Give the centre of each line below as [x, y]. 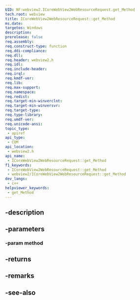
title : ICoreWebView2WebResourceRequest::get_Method [60, 19]
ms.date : [14, 23]
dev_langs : [16, 179]
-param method [24, 243]
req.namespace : [21, 92]
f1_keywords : [18, 165]
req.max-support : [23, 87]
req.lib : [14, 83]
